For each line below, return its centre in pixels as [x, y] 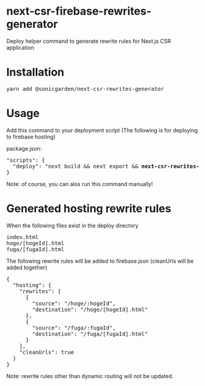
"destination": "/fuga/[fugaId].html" [90, 334]
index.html [23, 237]
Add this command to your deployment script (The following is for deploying [102, 130]
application [20, 48]
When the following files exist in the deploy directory [72, 225]
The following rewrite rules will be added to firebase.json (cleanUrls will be [100, 261]
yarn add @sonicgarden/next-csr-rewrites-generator [85, 89]
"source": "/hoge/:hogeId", [74, 303]
